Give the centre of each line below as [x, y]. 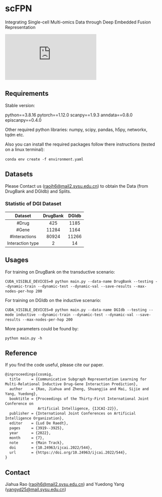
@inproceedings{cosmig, [29, 374]
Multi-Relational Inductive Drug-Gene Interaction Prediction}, [72, 384]
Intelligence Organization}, [35, 418]
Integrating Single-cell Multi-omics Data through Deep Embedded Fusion [78, 22]
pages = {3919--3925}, [37, 428]
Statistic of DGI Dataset [33, 204]
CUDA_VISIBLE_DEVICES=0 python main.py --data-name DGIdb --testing [76, 310]
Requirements [27, 94]
